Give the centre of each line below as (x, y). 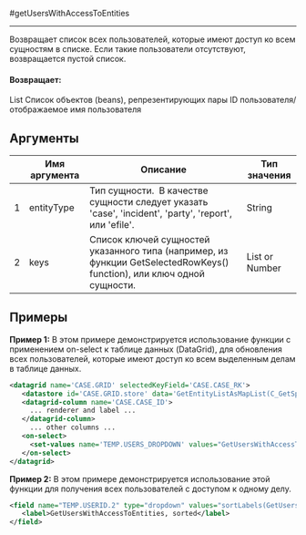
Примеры (39, 318)
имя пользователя (106, 109)
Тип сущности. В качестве (149, 190)
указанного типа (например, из (159, 252)
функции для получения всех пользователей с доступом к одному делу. (150, 489)
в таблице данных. (46, 368)
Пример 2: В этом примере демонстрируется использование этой (140, 478)
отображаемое (39, 109)
